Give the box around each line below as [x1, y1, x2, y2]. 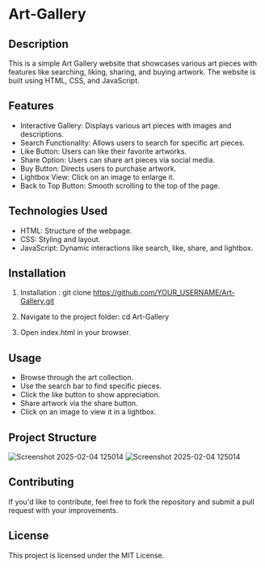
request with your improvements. [8, 505, 119, 515]
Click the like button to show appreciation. [19, 390, 161, 400]
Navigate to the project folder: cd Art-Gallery [19, 312, 170, 322]
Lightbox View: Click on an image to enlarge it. [19, 172, 175, 182]
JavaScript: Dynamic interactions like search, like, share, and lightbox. [19, 243, 254, 252]
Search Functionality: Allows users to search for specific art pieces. [19, 138, 245, 147]
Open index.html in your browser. [19, 328, 131, 337]
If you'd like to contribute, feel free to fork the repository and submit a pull [8, 497, 254, 507]
